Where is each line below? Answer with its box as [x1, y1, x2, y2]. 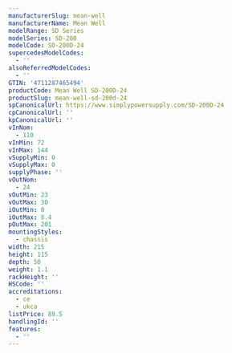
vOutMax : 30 [8, 198, 48, 206]
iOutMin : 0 [8, 205, 45, 213]
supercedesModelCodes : [8, 49, 84, 57]
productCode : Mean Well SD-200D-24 [8, 86, 128, 95]
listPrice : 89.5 [8, 310, 63, 318]
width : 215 [8, 243, 45, 251]
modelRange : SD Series [8, 26, 84, 34]
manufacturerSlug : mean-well [8, 11, 106, 20]
